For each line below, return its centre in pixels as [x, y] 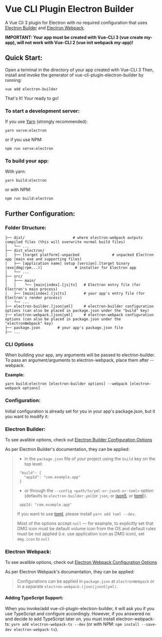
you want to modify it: [27, 416]
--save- [149, 625]
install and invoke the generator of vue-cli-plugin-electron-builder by [74, 75]
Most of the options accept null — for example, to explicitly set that [85, 523]
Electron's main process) [31, 289]
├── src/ [14, 276]
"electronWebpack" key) [29, 324]
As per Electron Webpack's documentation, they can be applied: [70, 572]
